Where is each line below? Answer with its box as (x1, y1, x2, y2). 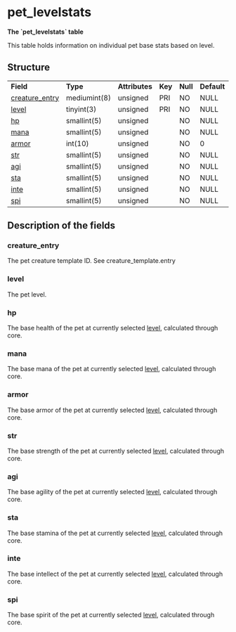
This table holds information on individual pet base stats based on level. (7, 41, 215, 49)
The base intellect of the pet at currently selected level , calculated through (7, 569, 223, 578)
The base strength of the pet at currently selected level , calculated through (7, 446, 225, 455)
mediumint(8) (65, 93, 111, 103)
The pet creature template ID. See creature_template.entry (7, 257, 176, 265)
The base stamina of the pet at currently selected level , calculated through (7, 529, 223, 537)
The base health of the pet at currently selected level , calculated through (7, 324, 218, 333)
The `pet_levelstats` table (7, 27, 84, 36)
